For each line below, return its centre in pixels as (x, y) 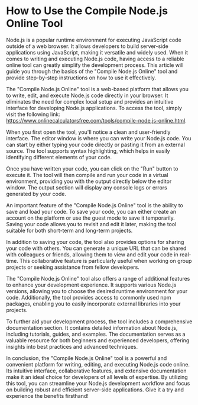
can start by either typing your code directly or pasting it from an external (95, 144)
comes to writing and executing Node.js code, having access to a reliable (95, 59)
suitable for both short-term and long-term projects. (69, 230)
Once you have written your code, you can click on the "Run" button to (92, 168)
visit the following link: (33, 114)
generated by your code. (36, 194)
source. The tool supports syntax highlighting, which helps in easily (88, 151)
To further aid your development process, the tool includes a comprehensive (99, 322)
